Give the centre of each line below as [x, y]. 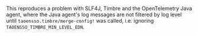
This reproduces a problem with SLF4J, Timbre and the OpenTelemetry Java [99, 8]
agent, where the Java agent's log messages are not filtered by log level [94, 15]
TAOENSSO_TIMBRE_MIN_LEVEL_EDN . [45, 27]
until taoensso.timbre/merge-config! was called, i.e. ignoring [80, 21]
